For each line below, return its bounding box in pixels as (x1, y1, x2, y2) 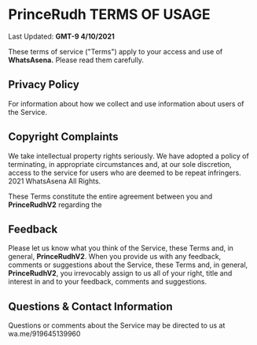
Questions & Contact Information (8, 299, 173, 313)
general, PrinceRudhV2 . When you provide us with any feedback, (8, 252, 222, 262)
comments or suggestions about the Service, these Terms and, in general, (8, 260, 248, 269)
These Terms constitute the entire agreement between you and (8, 191, 213, 201)
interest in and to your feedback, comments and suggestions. (8, 277, 207, 287)
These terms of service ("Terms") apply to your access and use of (8, 46, 223, 56)
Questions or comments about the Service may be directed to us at (8, 321, 226, 330)
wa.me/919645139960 (8, 329, 81, 339)
